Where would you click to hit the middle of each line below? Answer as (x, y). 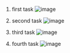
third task (23, 32)
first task (23, 9)
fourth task (25, 44)
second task (27, 21)
